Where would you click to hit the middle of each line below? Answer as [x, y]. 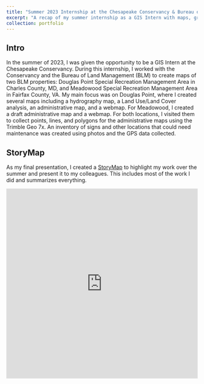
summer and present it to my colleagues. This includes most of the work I [98, 173]
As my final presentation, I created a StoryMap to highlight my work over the [102, 167]
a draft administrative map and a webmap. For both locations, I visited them [100, 114]
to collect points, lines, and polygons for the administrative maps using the [99, 121]
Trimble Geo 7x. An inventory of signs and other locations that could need [99, 127]
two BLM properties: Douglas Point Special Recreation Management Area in [101, 82]
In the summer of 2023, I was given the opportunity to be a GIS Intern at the [101, 63]
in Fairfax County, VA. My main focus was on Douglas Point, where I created [102, 95]
